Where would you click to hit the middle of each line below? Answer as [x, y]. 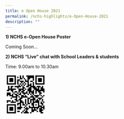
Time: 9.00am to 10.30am [32, 67]
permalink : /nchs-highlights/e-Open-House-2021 [57, 16]
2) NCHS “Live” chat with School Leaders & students [62, 57]
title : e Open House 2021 [33, 11]
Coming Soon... [22, 47]
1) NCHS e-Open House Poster [38, 37]
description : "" [22, 22]
